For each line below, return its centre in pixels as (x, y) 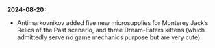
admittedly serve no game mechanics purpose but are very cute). (109, 37)
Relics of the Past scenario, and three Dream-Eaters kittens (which (111, 30)
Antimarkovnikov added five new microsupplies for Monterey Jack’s (113, 23)
